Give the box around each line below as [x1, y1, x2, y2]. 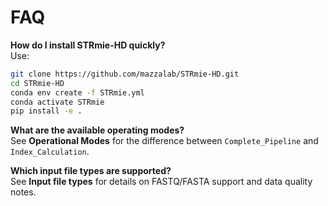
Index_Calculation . [10, 146, 90, 158]
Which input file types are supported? [10, 165, 172, 177]
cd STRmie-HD [10, 78, 65, 88]
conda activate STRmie [10, 97, 105, 107]
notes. [10, 186, 37, 198]
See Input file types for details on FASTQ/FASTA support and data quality [10, 176, 313, 188]
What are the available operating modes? [10, 124, 185, 136]
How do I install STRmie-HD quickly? [10, 39, 166, 51]
